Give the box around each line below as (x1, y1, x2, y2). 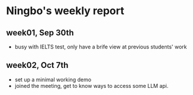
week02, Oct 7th (6, 60, 69, 70)
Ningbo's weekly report (6, 4, 124, 18)
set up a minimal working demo (14, 76, 92, 83)
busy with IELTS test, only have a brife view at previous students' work (14, 43, 188, 50)
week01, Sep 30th (6, 28, 74, 38)
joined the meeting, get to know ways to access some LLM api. (14, 82, 169, 89)
